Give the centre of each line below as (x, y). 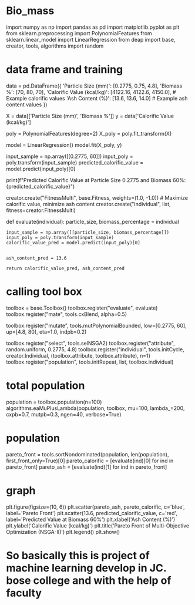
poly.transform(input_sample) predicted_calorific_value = (75, 162)
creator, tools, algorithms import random (55, 46)
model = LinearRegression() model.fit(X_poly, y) (64, 144)
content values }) (27, 105)
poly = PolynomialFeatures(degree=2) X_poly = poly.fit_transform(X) (89, 133)
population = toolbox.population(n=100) (54, 402)
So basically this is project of (78, 555)
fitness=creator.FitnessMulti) (41, 210)
